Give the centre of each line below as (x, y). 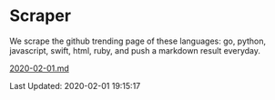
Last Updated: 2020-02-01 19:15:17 (75, 85)
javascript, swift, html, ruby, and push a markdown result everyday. (135, 50)
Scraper (40, 16)
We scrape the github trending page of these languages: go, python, (138, 41)
